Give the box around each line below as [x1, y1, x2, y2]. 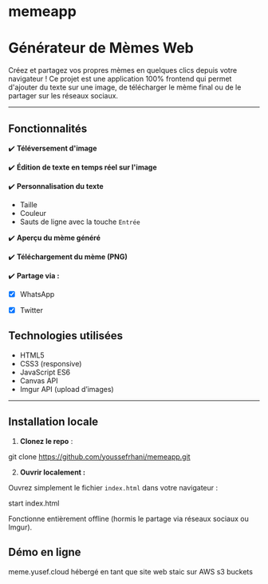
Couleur [19, 208, 46, 218]
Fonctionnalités [8, 122, 88, 135]
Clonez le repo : [19, 436, 73, 446]
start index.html [8, 498, 60, 508]
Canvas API [19, 375, 58, 386]
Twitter [19, 306, 44, 314]
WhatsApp [19, 289, 55, 298]
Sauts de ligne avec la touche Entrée [19, 217, 141, 226]
